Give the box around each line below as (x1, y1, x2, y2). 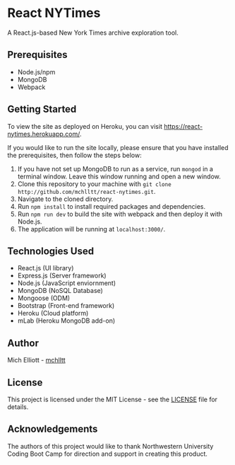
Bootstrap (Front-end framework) (17, 302, 115, 310)
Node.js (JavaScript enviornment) (17, 279, 116, 287)
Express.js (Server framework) (17, 271, 107, 280)
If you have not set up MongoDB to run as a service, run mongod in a (17, 164, 214, 173)
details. (7, 403, 29, 411)
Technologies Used (7, 245, 94, 257)
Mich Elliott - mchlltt (7, 356, 66, 364)
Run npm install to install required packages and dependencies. (17, 202, 206, 210)
